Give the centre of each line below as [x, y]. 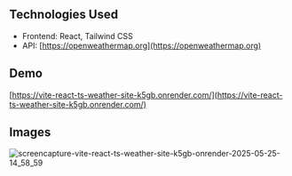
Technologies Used [63, 15]
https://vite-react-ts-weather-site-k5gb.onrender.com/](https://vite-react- [147, 95]
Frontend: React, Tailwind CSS [77, 36]
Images [30, 132]
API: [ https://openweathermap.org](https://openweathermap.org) [142, 45]
